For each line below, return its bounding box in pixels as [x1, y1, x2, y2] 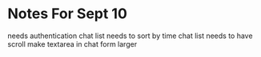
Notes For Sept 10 [7, 5, 127, 23]
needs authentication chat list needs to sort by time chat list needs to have [7, 31, 253, 40]
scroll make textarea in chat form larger [7, 39, 138, 48]
